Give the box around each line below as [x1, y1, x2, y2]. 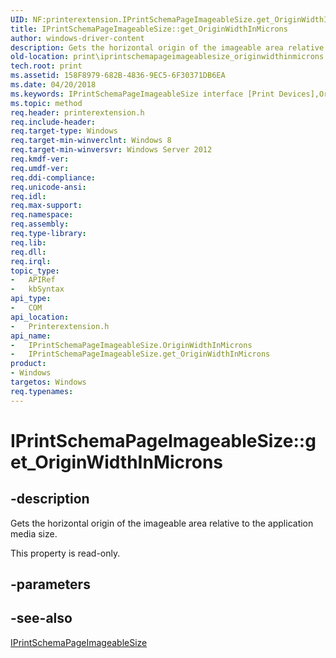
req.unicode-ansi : [10, 182, 87, 192]
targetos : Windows [10, 377, 87, 387]
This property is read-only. [10, 547, 121, 559]
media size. [10, 527, 58, 540]
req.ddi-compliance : [10, 172, 97, 183]
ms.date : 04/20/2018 [10, 80, 97, 90]
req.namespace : [10, 210, 74, 220]
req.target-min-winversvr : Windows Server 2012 [10, 145, 213, 155]
